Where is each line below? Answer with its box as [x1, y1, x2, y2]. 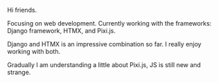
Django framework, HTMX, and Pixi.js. [7, 27, 116, 35]
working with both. [7, 48, 61, 55]
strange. [7, 68, 31, 76]
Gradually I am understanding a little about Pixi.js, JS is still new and [7, 61, 201, 68]
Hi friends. [7, 6, 37, 14]
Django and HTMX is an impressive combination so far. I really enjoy [7, 40, 202, 48]
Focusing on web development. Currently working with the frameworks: [7, 19, 212, 27]
